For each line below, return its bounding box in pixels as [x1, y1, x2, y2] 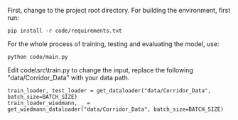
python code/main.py [7, 53, 69, 60]
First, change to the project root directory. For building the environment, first [7, 6, 231, 14]
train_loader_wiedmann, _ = [7, 99, 91, 107]
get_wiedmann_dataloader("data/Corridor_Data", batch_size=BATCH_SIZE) [7, 106, 224, 113]
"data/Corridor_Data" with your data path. [7, 74, 130, 82]
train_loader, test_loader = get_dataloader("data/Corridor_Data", [7, 87, 212, 94]
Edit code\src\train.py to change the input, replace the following [7, 66, 194, 74]
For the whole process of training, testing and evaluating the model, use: [7, 40, 220, 48]
